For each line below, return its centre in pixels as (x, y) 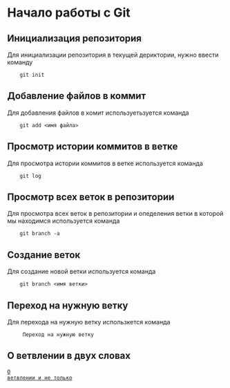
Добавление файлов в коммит (77, 96)
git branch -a (40, 234)
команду (20, 62)
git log (30, 176)
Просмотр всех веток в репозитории (91, 197)
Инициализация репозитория (74, 38)
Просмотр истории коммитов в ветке (93, 147)
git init (32, 75)
